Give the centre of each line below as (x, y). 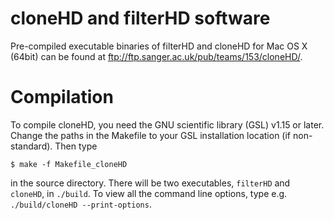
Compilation (62, 97)
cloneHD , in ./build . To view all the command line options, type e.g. (149, 193)
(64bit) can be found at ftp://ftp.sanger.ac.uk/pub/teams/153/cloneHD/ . (156, 56)
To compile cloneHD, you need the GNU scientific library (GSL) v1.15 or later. (167, 124)
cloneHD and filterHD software (140, 18)
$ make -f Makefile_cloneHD (69, 164)
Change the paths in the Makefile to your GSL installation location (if (151, 135)
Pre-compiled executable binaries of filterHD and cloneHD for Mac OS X (159, 46)
